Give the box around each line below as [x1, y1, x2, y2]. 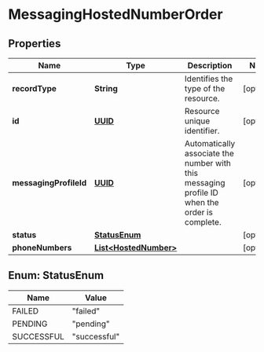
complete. [184, 217, 222, 227]
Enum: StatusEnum [8, 269, 104, 282]
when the [184, 197, 219, 207]
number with [184, 158, 232, 168]
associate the [184, 148, 234, 159]
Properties [8, 37, 61, 50]
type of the [184, 83, 225, 93]
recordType [12, 83, 57, 93]
